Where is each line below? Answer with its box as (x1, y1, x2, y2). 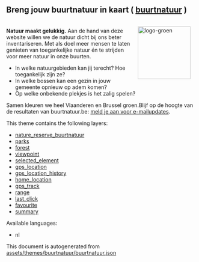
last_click (14, 195, 38, 202)
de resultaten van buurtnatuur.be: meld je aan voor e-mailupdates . (6, 108, 171, 115)
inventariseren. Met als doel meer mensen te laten (6, 40, 130, 47)
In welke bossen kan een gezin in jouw (14, 77, 111, 84)
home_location (14, 175, 52, 183)
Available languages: (6, 219, 58, 227)
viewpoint (14, 150, 40, 157)
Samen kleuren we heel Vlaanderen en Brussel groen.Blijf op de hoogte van (6, 102, 194, 109)
